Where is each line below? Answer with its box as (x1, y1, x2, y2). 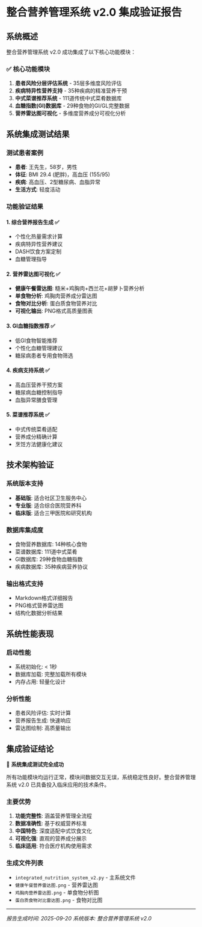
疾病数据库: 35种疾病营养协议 (14, 563, 88, 570)
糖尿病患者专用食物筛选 (14, 352, 73, 359)
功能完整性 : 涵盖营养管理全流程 (14, 812, 92, 819)
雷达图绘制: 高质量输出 (14, 724, 71, 732)
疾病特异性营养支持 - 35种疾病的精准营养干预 (14, 87, 127, 94)
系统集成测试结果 (6, 129, 70, 139)
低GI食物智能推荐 (14, 337, 58, 344)
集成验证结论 (6, 744, 54, 754)
